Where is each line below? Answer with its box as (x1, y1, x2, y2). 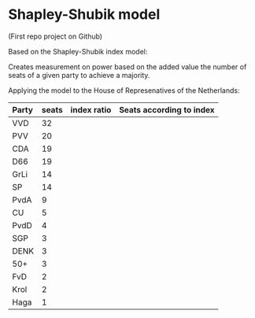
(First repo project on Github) (8, 31, 103, 41)
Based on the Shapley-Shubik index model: (8, 46, 148, 56)
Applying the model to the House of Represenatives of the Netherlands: (8, 85, 240, 95)
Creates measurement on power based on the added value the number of (8, 61, 247, 72)
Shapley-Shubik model (8, 6, 161, 24)
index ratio (70, 104, 112, 115)
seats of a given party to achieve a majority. (8, 70, 150, 79)
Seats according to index (119, 104, 215, 115)
